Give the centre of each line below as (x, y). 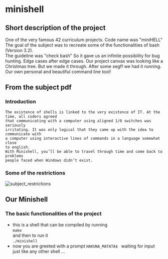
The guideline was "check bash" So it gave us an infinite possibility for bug (82, 56)
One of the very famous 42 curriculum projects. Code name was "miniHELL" (84, 40)
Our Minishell (27, 200)
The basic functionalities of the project (53, 214)
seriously (16, 125)
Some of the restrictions (35, 173)
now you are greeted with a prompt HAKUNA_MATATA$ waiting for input (83, 246)
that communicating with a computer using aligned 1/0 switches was (78, 121)
